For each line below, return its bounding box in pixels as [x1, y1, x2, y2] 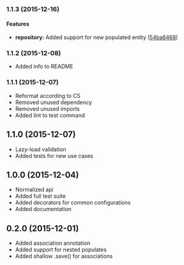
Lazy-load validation [15, 146, 66, 153]
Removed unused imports [15, 105, 80, 112]
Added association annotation [15, 239, 91, 247]
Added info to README [15, 63, 74, 70]
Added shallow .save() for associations [15, 253, 113, 260]
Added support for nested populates [15, 246, 107, 253]
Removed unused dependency [15, 99, 93, 106]
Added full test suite [15, 192, 66, 200]
